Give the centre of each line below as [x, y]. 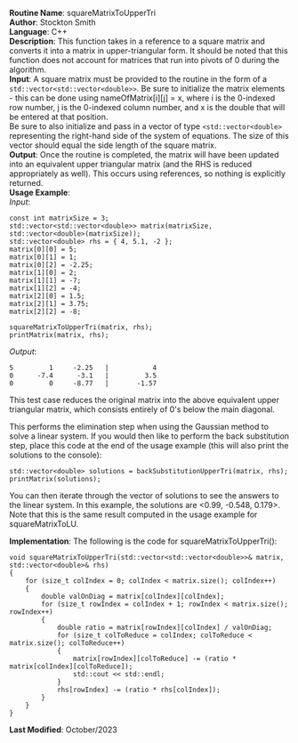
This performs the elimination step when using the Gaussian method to [139, 427]
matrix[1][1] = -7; [45, 280]
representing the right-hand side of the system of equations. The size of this [149, 136]
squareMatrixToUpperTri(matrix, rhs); [81, 327]
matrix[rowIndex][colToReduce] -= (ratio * [155, 658]
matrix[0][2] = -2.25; [51, 265]
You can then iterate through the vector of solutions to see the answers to [144, 496]
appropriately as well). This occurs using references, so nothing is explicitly [148, 174]
